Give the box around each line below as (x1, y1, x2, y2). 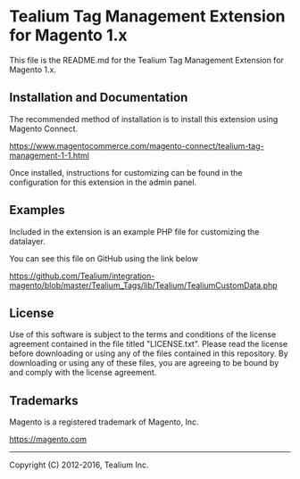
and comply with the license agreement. (9, 368, 157, 378)
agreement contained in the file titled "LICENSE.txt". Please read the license (9, 339, 288, 350)
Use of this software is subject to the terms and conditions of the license (9, 329, 277, 340)
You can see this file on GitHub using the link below (9, 252, 198, 264)
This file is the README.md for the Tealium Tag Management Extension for (9, 54, 284, 65)
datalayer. (9, 235, 46, 246)
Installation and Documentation (9, 90, 188, 105)
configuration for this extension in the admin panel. (9, 177, 197, 187)
